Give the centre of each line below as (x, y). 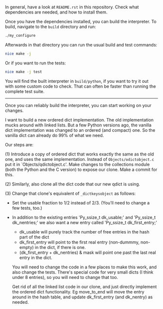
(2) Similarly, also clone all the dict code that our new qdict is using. (73, 184)
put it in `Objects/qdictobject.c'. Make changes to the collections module (77, 164)
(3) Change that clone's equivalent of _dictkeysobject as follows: (70, 193)
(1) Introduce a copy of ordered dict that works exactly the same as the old (80, 154)
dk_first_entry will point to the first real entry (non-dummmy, (79, 242)
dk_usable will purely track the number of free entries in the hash (84, 232)
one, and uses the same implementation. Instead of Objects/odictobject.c (80, 159)
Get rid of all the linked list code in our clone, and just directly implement (84, 286)
